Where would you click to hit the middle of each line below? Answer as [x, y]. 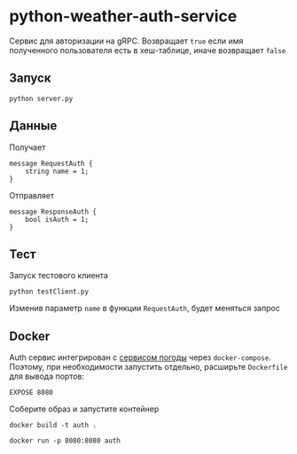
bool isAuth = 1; [57, 219]
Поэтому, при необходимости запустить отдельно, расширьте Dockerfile [148, 367]
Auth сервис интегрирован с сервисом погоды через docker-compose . [141, 357]
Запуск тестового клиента [59, 276]
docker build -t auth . [53, 426]
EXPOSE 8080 [31, 393]
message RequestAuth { [51, 163]
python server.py [41, 98]
